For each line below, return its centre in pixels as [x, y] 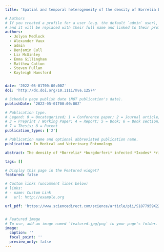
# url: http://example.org [35, 197]
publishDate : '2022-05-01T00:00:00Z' [43, 104]
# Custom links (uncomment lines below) [47, 184]
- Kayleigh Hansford [30, 73]
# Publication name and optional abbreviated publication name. [72, 139]
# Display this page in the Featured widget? [52, 170]
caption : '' [22, 233]
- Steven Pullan [26, 68]
